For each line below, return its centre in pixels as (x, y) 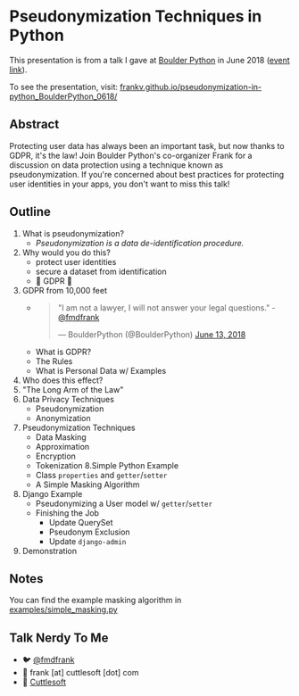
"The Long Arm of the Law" (73, 389)
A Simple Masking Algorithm (87, 485)
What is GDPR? (63, 352)
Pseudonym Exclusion (90, 532)
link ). (18, 70)
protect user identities (76, 261)
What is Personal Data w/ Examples (101, 370)
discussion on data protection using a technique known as (116, 165)
